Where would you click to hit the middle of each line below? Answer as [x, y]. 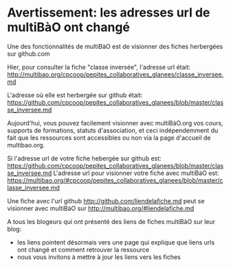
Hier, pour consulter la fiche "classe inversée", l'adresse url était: [99, 67]
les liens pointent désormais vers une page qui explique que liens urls [116, 242]
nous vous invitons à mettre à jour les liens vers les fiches [99, 257]
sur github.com [29, 54]
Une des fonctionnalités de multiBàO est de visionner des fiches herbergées [115, 46]
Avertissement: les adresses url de [109, 13]
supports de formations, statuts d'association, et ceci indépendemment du [113, 130]
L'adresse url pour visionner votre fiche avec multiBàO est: [136, 173]
